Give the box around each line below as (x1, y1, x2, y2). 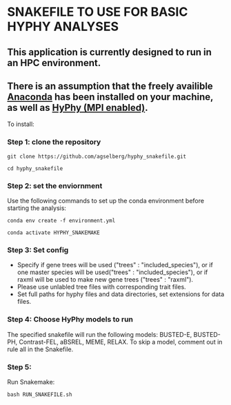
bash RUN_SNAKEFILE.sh (7, 391, 72, 398)
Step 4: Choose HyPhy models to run (7, 315, 133, 324)
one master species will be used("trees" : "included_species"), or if (17, 268, 208, 276)
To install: (7, 120, 34, 128)
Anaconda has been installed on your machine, (7, 91, 214, 103)
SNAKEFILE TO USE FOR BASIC (7, 4, 188, 20)
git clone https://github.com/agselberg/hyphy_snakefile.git (7, 153, 187, 160)
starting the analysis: (7, 204, 67, 212)
